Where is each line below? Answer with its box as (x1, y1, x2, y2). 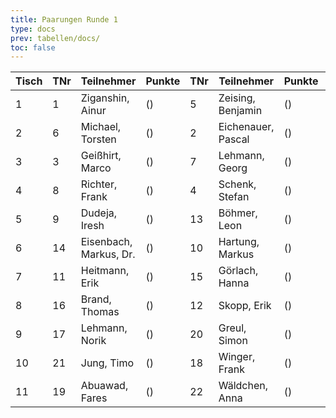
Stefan (218, 190, 250, 204)
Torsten (80, 132, 117, 146)
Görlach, (218, 264, 259, 278)
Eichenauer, (218, 120, 275, 134)
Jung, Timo (80, 356, 135, 370)
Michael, (80, 120, 122, 134)
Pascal (218, 132, 250, 146)
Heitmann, (80, 264, 130, 278)
